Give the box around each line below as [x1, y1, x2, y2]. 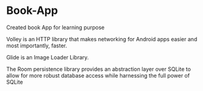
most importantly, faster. [6, 42, 67, 49]
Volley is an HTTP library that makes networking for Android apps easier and [6, 35, 198, 42]
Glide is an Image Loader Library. [6, 53, 89, 61]
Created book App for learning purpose [6, 24, 105, 31]
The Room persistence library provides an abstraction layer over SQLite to [6, 65, 191, 73]
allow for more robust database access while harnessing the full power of [6, 72, 190, 79]
